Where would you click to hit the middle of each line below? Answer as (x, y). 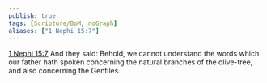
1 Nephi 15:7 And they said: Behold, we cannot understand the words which (134, 54)
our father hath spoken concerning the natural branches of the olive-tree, (131, 62)
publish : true (32, 16)
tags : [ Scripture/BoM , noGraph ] (63, 23)
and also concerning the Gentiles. (65, 71)
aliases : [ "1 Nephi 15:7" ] (54, 31)
